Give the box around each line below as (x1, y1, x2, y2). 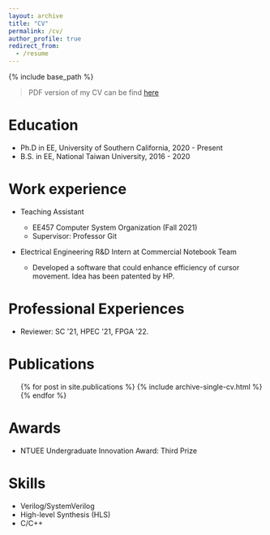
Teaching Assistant (19, 206, 84, 216)
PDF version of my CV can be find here (28, 88, 160, 97)
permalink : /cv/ (8, 27, 63, 35)
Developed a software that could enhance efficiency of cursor (32, 262, 240, 272)
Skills (8, 474, 46, 492)
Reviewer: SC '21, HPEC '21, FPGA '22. (19, 326, 149, 336)
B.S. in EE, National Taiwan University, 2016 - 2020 (19, 151, 191, 161)
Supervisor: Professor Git (32, 231, 118, 240)
